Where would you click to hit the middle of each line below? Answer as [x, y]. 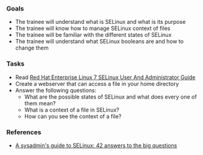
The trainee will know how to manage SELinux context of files [93, 28]
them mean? [40, 103]
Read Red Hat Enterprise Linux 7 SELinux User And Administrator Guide [105, 77]
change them [32, 48]
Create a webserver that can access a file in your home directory [97, 83]
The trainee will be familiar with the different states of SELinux [93, 35]
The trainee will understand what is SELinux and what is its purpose [100, 22]
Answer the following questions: [56, 90]
